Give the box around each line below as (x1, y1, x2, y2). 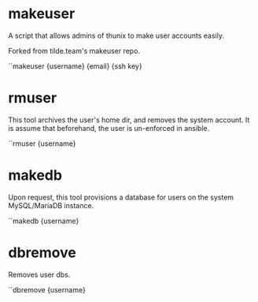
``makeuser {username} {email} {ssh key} (8, 61, 143, 71)
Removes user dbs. (8, 270, 71, 279)
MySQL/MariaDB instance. (8, 200, 94, 210)
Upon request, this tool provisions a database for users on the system (8, 192, 234, 202)
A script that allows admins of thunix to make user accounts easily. (8, 31, 224, 40)
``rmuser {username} (8, 139, 76, 148)
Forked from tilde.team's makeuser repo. (8, 46, 140, 55)
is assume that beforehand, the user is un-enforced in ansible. (8, 123, 210, 132)
